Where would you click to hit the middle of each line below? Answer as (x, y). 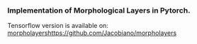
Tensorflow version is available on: (58, 26)
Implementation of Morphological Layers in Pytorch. (99, 10)
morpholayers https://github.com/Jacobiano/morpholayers (92, 33)
